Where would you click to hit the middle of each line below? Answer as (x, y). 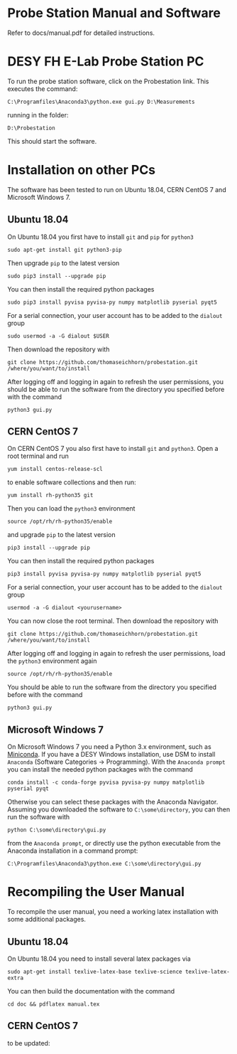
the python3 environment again (52, 661)
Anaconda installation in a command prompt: (73, 851)
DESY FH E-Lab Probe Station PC (106, 62)
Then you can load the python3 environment (71, 509)
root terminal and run (38, 456)
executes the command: (43, 89)
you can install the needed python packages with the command (100, 770)
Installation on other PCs (82, 170)
